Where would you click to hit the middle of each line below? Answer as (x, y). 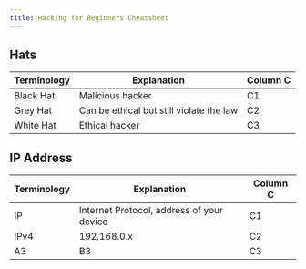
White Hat (35, 126)
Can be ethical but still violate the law (158, 110)
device (93, 222)
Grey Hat (33, 110)
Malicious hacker (115, 96)
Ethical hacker (109, 126)
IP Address (41, 157)
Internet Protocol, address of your (151, 211)
